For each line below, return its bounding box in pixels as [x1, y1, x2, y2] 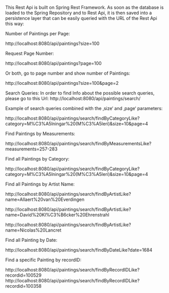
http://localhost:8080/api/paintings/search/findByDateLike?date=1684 [5, 247, 153, 253]
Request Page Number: [5, 51, 54, 56]
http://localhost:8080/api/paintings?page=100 [5, 60, 102, 66]
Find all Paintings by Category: [5, 156, 70, 162]
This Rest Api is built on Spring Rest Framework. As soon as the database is [5, 5, 164, 10]
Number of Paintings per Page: [5, 31, 70, 36]
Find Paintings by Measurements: [5, 130, 75, 137]
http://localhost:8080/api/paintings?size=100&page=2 [5, 80, 119, 86]
